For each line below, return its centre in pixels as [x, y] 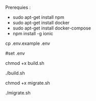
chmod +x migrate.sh [28, 83]
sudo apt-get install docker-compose [52, 28]
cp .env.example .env [28, 43]
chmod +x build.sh [25, 63]
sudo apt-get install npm [39, 17]
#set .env [15, 53]
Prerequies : [18, 7]
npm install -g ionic [33, 33]
